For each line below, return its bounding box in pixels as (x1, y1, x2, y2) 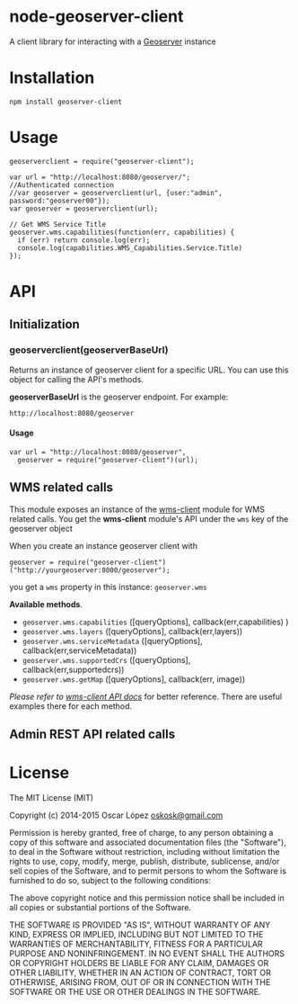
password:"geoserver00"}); (9, 196, 110, 205)
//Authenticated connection (9, 180, 115, 190)
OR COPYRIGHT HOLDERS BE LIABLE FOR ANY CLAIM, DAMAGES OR (9, 958, 269, 969)
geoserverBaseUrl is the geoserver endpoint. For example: (9, 391, 229, 402)
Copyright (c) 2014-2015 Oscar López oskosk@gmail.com (9, 810, 223, 820)
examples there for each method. (9, 700, 133, 712)
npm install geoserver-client (9, 97, 123, 106)
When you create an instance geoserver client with (9, 540, 197, 551)
